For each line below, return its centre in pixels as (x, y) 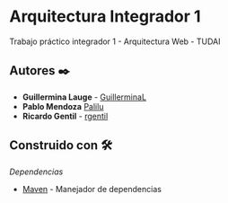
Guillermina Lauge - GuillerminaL (84, 97)
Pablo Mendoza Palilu (63, 106)
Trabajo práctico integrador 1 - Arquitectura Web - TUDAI (115, 41)
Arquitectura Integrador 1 (105, 17)
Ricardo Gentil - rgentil (65, 116)
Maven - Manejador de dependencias (92, 189)
